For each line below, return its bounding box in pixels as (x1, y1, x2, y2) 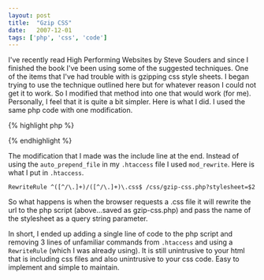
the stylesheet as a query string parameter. (8, 214, 148, 223)
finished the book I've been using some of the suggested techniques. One (8, 64, 249, 73)
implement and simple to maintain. (8, 263, 120, 272)
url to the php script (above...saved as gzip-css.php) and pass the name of (8, 206, 251, 215)
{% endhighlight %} (8, 136, 73, 146)
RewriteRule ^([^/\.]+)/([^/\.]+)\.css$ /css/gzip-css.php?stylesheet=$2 (8, 183, 256, 192)
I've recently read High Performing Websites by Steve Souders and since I (8, 55, 249, 65)
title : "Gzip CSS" (8, 19, 73, 27)
